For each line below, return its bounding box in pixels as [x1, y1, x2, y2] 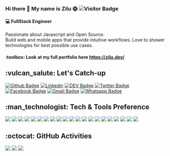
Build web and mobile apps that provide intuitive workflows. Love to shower [5, 37, 165, 43]
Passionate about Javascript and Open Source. [5, 31, 105, 38]
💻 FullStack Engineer [5, 18, 52, 24]
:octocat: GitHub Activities [5, 131, 92, 140]
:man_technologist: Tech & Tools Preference [5, 102, 150, 111]
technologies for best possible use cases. [5, 42, 93, 49]
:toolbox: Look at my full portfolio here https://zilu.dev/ [5, 54, 124, 60]
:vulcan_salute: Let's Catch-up [5, 69, 106, 78]
